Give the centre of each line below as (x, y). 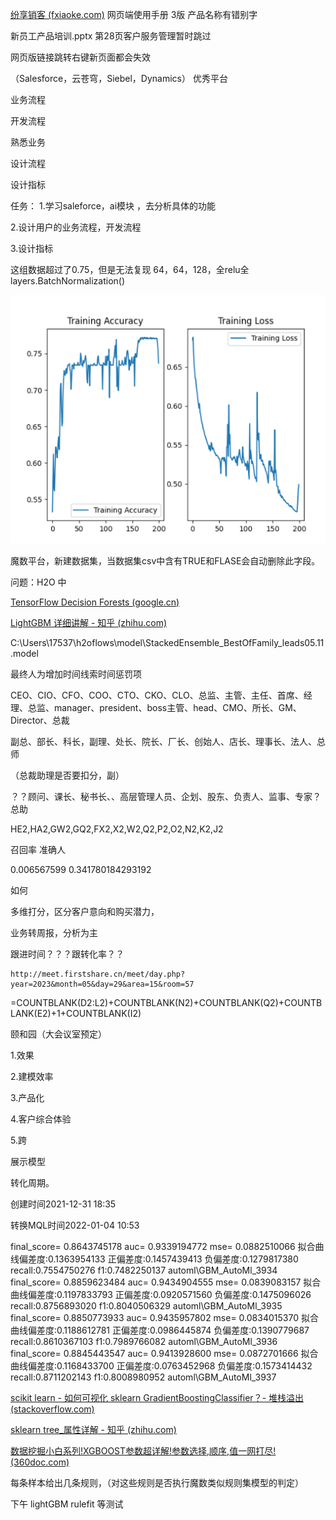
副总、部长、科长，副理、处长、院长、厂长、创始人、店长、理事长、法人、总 (168, 741)
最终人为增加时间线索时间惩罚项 (76, 674)
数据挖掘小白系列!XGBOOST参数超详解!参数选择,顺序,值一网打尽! (143, 1450)
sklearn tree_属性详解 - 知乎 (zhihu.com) (93, 1429)
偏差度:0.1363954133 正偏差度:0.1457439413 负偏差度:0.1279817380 (158, 1259)
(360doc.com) (40, 1462)
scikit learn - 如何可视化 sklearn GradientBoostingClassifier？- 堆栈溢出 (157, 1397)
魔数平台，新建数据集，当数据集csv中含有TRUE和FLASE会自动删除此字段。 (165, 560)
